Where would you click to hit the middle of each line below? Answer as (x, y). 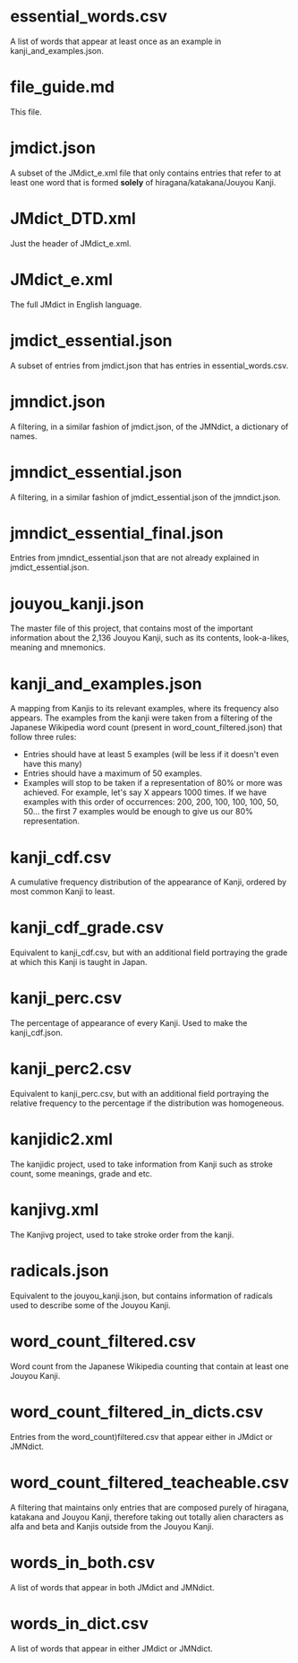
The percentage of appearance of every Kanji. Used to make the (129, 1023)
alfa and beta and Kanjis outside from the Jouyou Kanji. (112, 1526)
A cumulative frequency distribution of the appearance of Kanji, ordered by (149, 882)
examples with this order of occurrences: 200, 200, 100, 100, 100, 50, (151, 802)
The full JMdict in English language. (76, 304)
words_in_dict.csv (80, 1623)
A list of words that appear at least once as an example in (116, 41)
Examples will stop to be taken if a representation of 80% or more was (153, 783)
